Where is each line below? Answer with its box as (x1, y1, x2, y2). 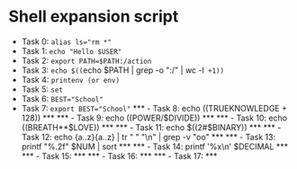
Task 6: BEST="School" (21, 93, 104, 104)
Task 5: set (21, 84, 64, 94)
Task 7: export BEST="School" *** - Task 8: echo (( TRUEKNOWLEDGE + (21, 102, 287, 113)
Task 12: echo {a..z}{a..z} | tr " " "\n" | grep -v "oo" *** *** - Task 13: (21, 131, 276, 142)
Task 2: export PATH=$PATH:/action (21, 55, 152, 66)
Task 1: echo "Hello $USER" (21, 45, 122, 56)
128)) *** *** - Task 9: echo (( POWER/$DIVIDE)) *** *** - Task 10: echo (21, 112, 288, 123)
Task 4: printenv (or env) (21, 74, 121, 84)
